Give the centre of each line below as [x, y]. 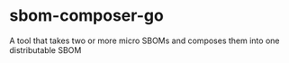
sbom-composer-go [86, 16]
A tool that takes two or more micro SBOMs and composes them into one [144, 40]
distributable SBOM [45, 49]
